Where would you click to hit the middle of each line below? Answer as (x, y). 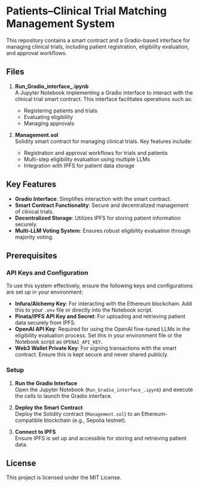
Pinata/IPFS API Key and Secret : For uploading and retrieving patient (100, 316)
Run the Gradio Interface (46, 383)
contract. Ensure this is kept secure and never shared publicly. (92, 355)
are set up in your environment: (45, 292)
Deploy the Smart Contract (49, 407)
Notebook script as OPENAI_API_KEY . (59, 342)
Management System (61, 24)
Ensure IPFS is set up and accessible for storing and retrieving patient (101, 438)
